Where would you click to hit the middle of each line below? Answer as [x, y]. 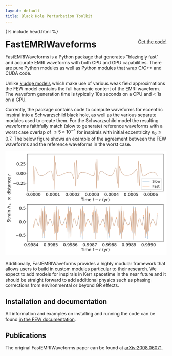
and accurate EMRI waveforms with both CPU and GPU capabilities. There [84, 62]
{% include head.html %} [32, 31]
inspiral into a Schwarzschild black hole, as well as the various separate [81, 115]
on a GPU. [16, 100]
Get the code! [152, 42]
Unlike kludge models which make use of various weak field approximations [85, 83]
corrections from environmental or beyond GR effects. [62, 285]
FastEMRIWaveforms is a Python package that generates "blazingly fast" [82, 57]
